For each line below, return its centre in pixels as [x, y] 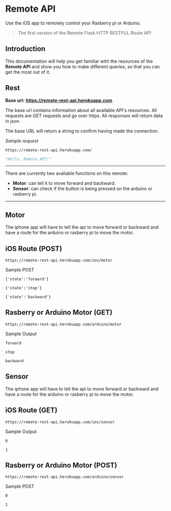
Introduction [25, 49]
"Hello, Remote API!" [28, 159]
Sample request [22, 141]
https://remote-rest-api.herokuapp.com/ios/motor [59, 260]
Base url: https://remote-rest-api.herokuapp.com [59, 100]
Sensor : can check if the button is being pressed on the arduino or [82, 189]
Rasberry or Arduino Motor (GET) [59, 313]
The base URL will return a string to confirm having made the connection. [82, 131]
